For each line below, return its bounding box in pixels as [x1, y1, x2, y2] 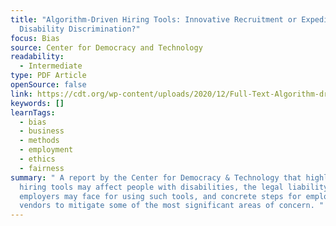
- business [19, 126, 65, 136]
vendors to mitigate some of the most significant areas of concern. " [19, 201, 325, 211]
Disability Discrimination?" [19, 24, 141, 34]
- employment [19, 145, 74, 155]
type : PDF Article [10, 71, 87, 81]
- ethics [19, 154, 56, 164]
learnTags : [10, 107, 56, 118]
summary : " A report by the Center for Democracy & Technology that [10, 172, 302, 183]
